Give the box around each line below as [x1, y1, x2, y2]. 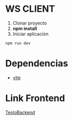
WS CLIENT [5, 3, 55, 15]
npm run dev [5, 40, 31, 46]
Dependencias [5, 58, 68, 69]
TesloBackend [5, 109, 35, 115]
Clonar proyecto [12, 20, 47, 26]
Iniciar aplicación [12, 31, 48, 37]
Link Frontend [5, 92, 65, 104]
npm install [12, 25, 37, 31]
